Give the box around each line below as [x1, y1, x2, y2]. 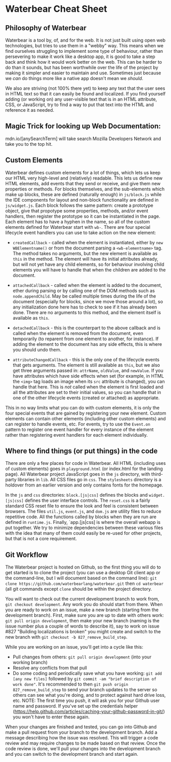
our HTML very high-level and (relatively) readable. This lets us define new [5, 175, 163, 181]
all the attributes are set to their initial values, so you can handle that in [12, 389, 161, 395]
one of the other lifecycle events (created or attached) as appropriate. [12, 395, 160, 401]
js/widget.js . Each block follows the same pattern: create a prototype [5, 202, 154, 208]
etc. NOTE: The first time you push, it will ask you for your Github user [12, 697, 160, 704]
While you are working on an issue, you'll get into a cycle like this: [5, 644, 143, 650]
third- [151, 471, 163, 477]
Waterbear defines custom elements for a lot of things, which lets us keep [5, 169, 161, 175]
